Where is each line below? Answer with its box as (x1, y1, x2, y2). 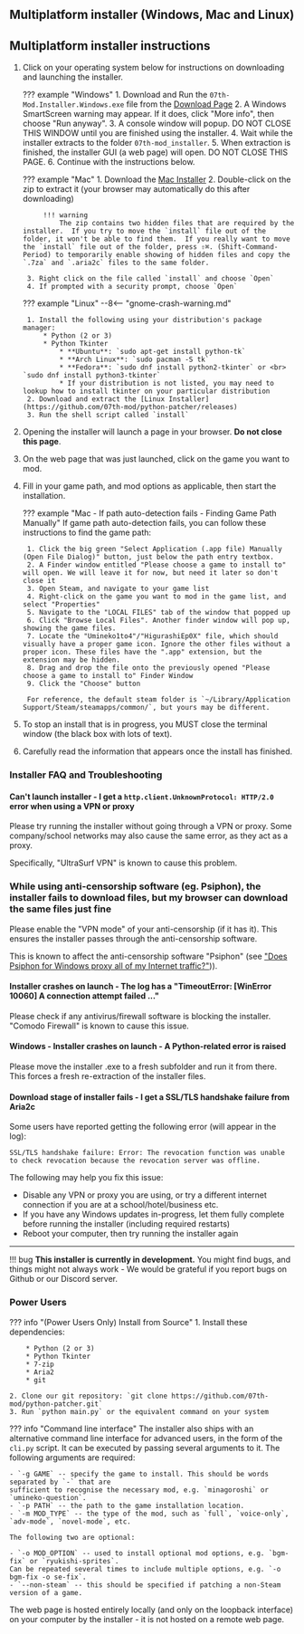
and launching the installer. (22, 72, 124, 82)
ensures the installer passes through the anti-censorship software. (9, 932, 258, 944)
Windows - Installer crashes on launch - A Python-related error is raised (9, 1041, 287, 1052)
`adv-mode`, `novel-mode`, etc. (9, 1516, 131, 1526)
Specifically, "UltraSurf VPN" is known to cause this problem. (9, 857, 238, 868)
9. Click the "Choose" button (26, 679, 141, 689)
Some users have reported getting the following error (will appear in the (9, 1122, 277, 1132)
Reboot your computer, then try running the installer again (22, 1228, 239, 1239)
